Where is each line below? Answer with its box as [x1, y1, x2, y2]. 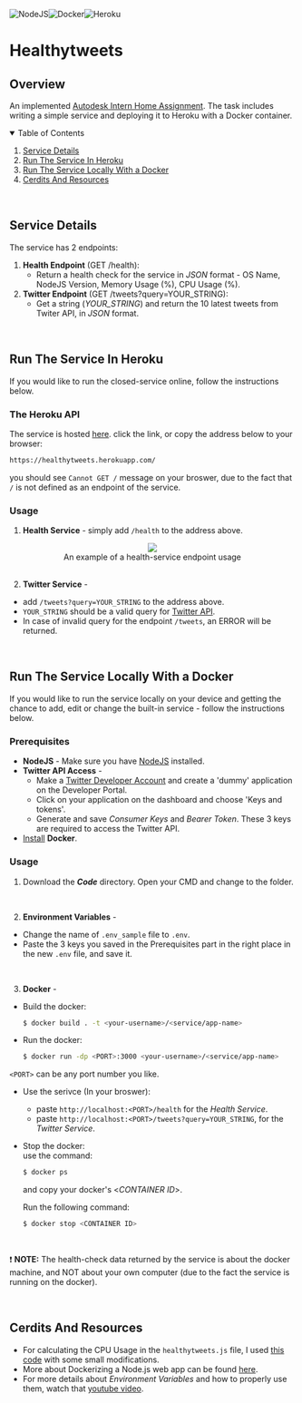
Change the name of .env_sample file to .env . [22, 929, 190, 940]
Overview [9, 76, 66, 92]
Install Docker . [22, 833, 78, 843]
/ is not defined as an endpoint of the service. [9, 482, 181, 492]
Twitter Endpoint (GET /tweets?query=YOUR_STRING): [22, 288, 229, 299]
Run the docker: [22, 1035, 83, 1046]
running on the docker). [9, 1277, 98, 1287]
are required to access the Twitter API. [35, 823, 180, 834]
